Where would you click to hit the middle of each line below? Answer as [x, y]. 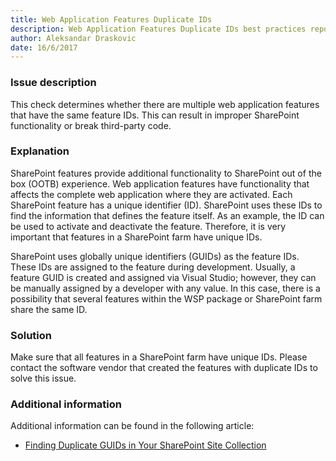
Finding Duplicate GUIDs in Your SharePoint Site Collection [145, 445]
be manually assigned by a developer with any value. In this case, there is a [165, 288]
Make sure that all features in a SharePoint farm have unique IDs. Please [159, 357]
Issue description [53, 83]
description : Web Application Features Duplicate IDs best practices [158, 29]
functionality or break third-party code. [91, 125]
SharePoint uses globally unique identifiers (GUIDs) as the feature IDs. [155, 256]
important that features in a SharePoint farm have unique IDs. [136, 237]
